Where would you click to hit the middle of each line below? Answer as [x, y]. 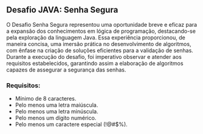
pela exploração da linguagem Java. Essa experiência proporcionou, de [96, 37]
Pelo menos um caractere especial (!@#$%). [71, 124]
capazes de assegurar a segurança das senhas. [66, 70]
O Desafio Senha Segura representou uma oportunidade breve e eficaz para [102, 24]
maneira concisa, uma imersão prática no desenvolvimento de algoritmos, [99, 44]
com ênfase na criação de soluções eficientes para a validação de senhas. [100, 50]
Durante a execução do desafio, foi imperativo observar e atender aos [94, 56]
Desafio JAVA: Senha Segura [62, 10]
